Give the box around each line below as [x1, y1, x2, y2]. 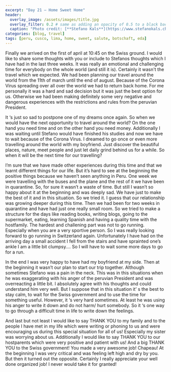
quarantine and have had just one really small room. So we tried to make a [5, 205, 160, 212]
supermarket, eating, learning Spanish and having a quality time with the [5, 216, 157, 222]
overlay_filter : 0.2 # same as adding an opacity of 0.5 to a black [10, 21, 158, 27]
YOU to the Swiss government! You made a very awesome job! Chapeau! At [5, 344, 164, 351]
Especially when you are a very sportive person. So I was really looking [5, 227, 154, 233]
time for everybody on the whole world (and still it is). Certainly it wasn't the [5, 66, 164, 72]
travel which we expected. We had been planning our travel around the [5, 72, 154, 78]
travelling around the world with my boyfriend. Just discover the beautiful [5, 141, 159, 147]
